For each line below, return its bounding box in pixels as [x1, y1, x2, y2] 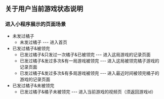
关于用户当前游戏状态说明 [5, 4, 83, 13]
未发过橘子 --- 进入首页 [19, 39, 68, 45]
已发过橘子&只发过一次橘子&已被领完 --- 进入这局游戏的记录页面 [19, 51, 151, 57]
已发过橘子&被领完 [12, 45, 50, 51]
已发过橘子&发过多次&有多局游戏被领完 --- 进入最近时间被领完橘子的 [19, 70, 160, 76]
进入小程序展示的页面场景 [5, 21, 66, 28]
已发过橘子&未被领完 [12, 82, 54, 88]
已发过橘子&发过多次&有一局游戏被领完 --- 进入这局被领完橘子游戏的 [19, 57, 160, 63]
